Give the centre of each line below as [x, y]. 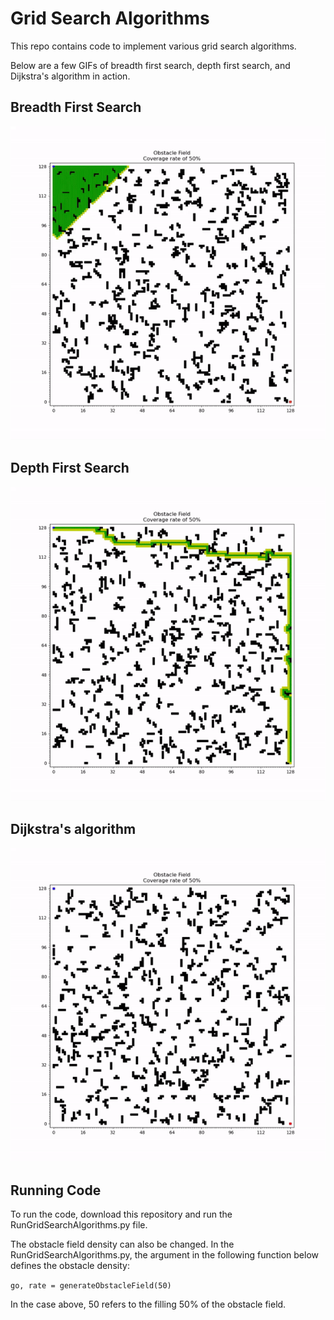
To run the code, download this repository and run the [121, 1214]
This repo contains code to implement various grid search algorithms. [153, 46]
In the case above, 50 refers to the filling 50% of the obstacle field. [148, 1304]
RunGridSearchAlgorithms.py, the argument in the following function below [164, 1254]
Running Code [56, 1190]
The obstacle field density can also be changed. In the [122, 1244]
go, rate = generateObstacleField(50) [91, 1285]
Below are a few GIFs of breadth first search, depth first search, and [150, 65]
